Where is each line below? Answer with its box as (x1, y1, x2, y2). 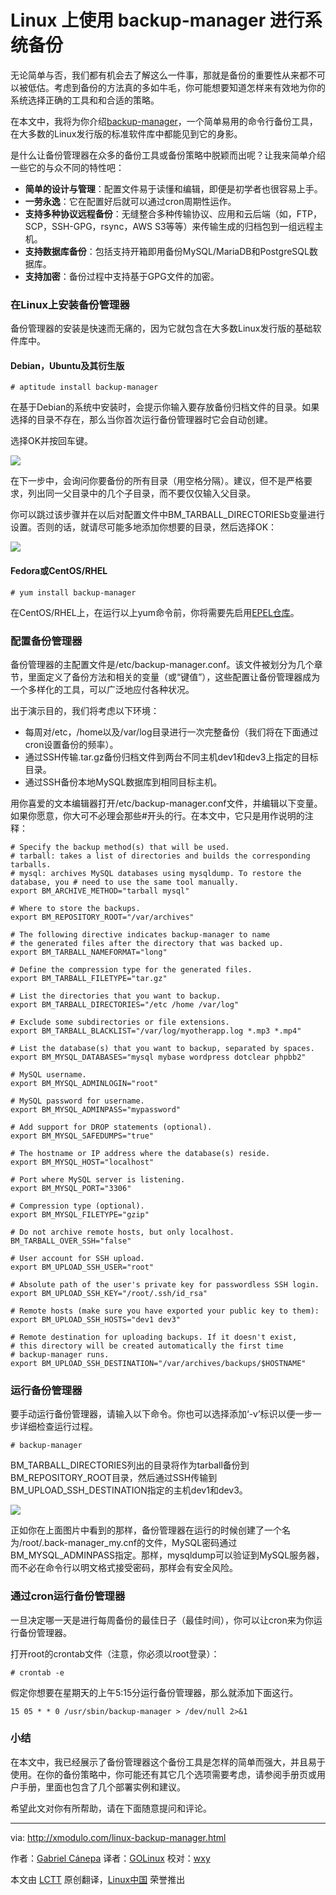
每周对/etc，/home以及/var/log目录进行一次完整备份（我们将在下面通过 (24, 726, 319, 738)
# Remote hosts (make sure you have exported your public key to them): (10, 1306, 320, 1316)
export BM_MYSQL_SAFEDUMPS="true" (10, 1131, 155, 1141)
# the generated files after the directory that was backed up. (10, 938, 284, 948)
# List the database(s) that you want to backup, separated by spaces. (10, 1043, 315, 1053)
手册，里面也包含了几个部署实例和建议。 (18, 1781, 186, 1793)
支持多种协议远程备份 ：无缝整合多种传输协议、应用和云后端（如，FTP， (24, 207, 323, 220)
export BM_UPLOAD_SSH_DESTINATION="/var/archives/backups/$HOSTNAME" (10, 1358, 307, 1368)
